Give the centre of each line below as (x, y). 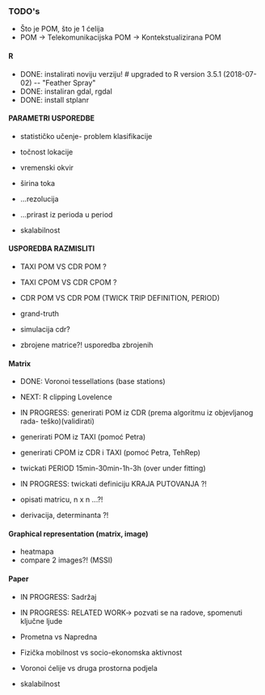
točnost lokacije (46, 152)
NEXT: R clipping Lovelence (66, 397)
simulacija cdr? (45, 329)
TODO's (24, 11)
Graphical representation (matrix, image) (78, 533)
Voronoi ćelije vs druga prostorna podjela (88, 668)
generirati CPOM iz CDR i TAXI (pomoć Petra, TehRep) (110, 453)
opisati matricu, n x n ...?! (61, 499)
